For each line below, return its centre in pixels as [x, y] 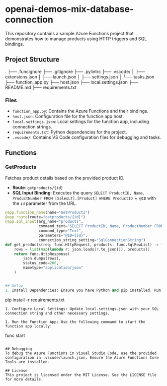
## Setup [14, 286]
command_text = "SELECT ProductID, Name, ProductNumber [95, 226]
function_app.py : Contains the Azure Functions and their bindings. [80, 111]
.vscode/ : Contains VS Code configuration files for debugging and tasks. [87, 137]
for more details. [24, 379]
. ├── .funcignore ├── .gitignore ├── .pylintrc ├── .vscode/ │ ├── [75, 71]
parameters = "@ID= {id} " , [63, 236]
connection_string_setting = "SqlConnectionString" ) [92, 240]
